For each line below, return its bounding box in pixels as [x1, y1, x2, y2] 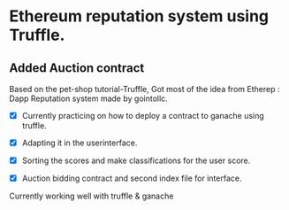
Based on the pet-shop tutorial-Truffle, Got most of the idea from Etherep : [9, 84, 280, 94]
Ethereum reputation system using [9, 6, 270, 27]
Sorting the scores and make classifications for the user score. [21, 155, 251, 166]
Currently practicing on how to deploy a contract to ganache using [21, 111, 265, 121]
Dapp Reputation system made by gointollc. [9, 93, 168, 104]
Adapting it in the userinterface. [21, 137, 138, 148]
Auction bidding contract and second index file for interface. [21, 173, 242, 183]
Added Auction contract [9, 60, 145, 75]
